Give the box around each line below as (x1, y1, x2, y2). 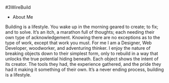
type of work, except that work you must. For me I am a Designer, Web (5, 40, 152, 46)
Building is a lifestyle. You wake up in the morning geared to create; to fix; (5, 24, 159, 30)
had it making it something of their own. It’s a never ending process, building (5, 66, 164, 72)
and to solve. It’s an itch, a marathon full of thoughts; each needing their (5, 29, 155, 35)
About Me (12, 14, 34, 20)
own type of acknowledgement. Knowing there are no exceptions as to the (5, 35, 160, 40)
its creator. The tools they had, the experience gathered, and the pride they (5, 61, 161, 67)
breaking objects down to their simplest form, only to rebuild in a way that (5, 50, 158, 56)
